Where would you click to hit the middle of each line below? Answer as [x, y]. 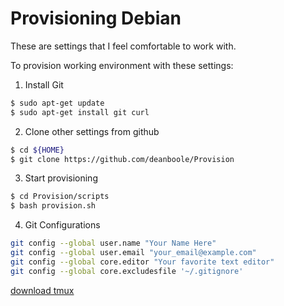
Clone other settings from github [92, 131]
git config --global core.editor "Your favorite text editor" [142, 262]
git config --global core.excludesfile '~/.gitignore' [127, 271]
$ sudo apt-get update [57, 103]
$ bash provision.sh [53, 206]
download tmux [42, 290]
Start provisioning [61, 178]
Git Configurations [62, 225]
